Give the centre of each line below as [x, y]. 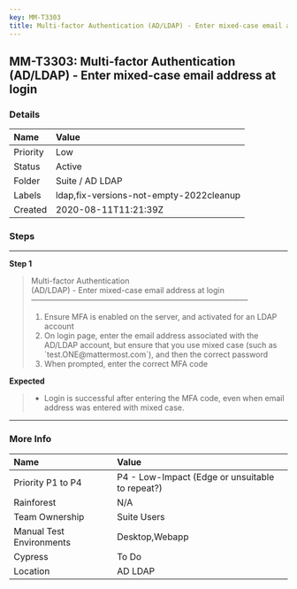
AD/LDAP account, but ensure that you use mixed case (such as [160, 345]
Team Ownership [49, 516]
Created [30, 210]
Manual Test [39, 531]
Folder [27, 181]
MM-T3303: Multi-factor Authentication [122, 62]
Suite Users [141, 516]
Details [25, 114]
